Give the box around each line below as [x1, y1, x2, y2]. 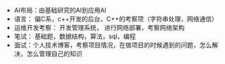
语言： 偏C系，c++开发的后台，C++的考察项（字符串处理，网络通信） [13, 15, 219, 23]
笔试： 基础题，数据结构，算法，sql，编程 [13, 32, 136, 40]
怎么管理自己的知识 [26, 49, 83, 58]
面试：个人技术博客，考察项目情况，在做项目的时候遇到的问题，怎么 [13, 41, 212, 49]
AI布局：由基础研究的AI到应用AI [13, 6, 107, 14]
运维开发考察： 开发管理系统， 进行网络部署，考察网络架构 [13, 24, 185, 31]
